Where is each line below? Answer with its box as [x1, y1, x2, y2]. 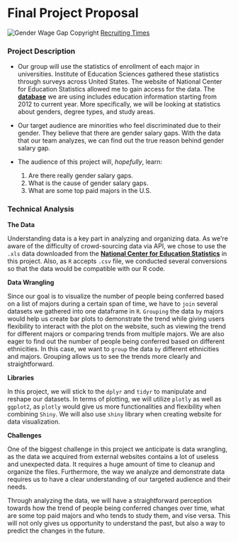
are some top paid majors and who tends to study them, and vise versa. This [7, 511, 231, 519]
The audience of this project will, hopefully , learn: [17, 157, 163, 166]
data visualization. [7, 417, 60, 426]
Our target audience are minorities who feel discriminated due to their [17, 121, 221, 130]
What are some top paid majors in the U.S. [28, 187, 152, 195]
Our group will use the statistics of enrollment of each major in [17, 62, 200, 71]
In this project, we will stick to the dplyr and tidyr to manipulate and [7, 387, 207, 395]
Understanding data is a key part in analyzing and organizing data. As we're [7, 234, 229, 243]
